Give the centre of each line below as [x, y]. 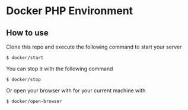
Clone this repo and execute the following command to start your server [94, 47]
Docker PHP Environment [70, 11]
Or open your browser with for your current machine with [76, 90]
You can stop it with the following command [60, 69]
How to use [27, 33]
